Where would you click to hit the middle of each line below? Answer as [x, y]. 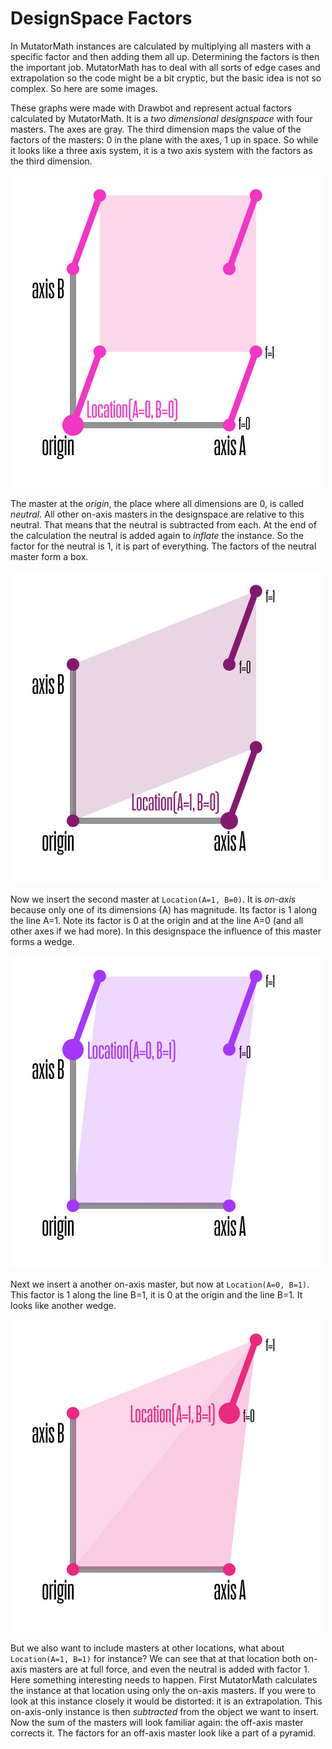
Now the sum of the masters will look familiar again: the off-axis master [157, 1722]
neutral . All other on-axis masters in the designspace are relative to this [157, 514]
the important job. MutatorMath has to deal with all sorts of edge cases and [165, 67]
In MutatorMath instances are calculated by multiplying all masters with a [161, 46]
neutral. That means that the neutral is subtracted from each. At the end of [163, 524]
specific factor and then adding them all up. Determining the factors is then [165, 56]
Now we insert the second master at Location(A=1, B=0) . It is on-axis [153, 899]
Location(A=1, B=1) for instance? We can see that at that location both [156, 1658]
